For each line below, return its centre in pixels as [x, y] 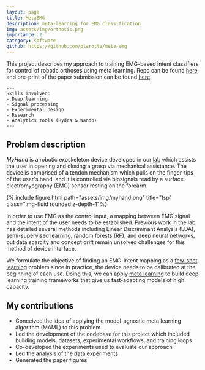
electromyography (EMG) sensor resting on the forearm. [77, 186]
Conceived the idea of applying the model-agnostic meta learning [98, 321]
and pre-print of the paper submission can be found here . [79, 77]
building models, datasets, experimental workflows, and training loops [103, 340]
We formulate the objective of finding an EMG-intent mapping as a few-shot [102, 260]
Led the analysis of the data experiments [66, 353]
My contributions [40, 306]
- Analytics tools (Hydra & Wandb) [52, 120]
